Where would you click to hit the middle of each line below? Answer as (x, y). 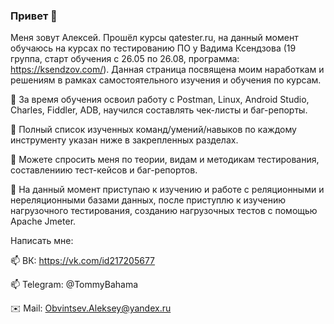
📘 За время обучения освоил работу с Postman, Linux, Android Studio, (160, 100)
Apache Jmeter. (43, 221)
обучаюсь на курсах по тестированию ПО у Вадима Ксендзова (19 (153, 48)
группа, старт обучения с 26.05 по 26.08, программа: (125, 59)
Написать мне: (42, 241)
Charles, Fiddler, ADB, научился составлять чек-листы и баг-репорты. (159, 110)
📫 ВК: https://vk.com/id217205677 (83, 261)
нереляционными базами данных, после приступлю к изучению (148, 200)
